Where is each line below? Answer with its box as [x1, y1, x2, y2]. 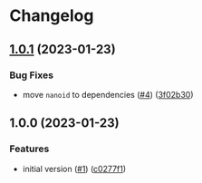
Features [9, 142, 50, 155]
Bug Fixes [9, 69, 54, 82]
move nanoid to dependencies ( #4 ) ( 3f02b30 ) [22, 89, 194, 100]
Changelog [9, 5, 94, 26]
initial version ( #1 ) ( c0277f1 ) [22, 163, 127, 174]
